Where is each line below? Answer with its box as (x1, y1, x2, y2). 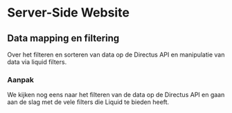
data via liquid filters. (7, 58, 67, 66)
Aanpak (7, 74, 35, 84)
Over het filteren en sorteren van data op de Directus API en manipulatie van (7, 50, 225, 59)
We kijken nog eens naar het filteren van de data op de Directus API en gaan (7, 91, 225, 99)
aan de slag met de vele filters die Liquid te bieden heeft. (7, 98, 170, 106)
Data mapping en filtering (7, 32, 120, 44)
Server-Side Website (7, 5, 130, 21)
